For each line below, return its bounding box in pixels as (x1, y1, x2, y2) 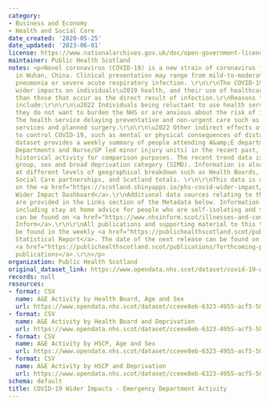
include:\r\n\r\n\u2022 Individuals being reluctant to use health (15, 101, 246, 109)
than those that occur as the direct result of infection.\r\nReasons (15, 94, 256, 102)
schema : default (8, 377, 62, 385)
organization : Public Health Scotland (8, 257, 138, 265)
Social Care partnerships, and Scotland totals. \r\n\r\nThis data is (15, 176, 256, 184)
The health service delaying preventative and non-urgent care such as (15, 116, 260, 124)
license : (8, 49, 38, 57)
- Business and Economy (8, 19, 88, 27)
